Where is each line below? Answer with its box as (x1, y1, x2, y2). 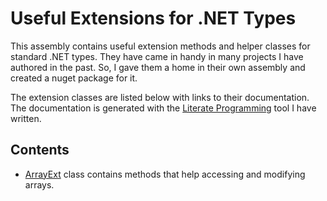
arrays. (24, 178, 55, 191)
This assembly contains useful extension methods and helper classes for (10, 40, 311, 52)
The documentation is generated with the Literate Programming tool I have (10, 102, 317, 114)
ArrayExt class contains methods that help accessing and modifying (24, 168, 306, 180)
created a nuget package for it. (10, 72, 138, 84)
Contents (10, 142, 70, 159)
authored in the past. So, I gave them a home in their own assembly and (10, 61, 306, 73)
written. (10, 112, 42, 124)
